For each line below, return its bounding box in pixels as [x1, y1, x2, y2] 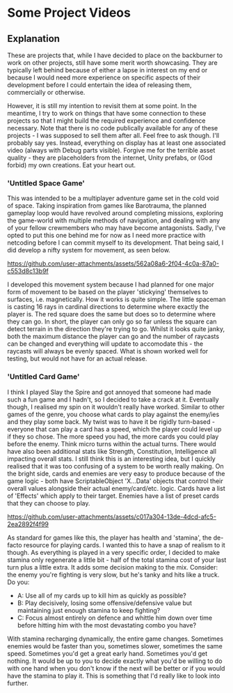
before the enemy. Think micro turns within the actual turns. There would [7, 439, 217, 448]
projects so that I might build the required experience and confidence [7, 116, 206, 125]
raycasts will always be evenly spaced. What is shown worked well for [7, 347, 209, 356]
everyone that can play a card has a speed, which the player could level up [7, 425, 222, 433]
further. [7, 678, 29, 687]
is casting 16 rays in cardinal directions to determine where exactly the [7, 303, 209, 311]
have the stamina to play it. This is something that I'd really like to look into [7, 671, 220, 680]
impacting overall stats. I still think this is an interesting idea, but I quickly [7, 455, 216, 463]
